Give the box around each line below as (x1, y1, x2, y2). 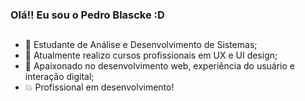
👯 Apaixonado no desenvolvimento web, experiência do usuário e (24, 60, 295, 72)
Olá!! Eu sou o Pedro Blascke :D (10, 8, 165, 22)
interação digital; (24, 71, 95, 83)
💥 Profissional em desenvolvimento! (24, 81, 175, 93)
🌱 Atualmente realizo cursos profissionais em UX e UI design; (24, 49, 278, 62)
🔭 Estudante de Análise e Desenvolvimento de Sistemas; (24, 39, 258, 51)
